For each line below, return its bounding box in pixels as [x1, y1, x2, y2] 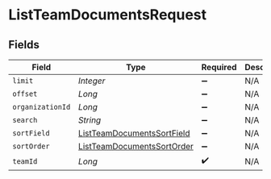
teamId [12, 156, 38, 166]
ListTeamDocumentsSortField [77, 127, 190, 139]
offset [12, 89, 38, 98]
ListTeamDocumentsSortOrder [77, 141, 194, 152]
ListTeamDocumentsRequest [8, 6, 207, 24]
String [77, 114, 102, 126]
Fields [8, 38, 40, 52]
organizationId [12, 102, 71, 111]
